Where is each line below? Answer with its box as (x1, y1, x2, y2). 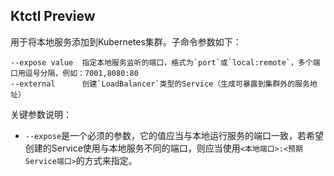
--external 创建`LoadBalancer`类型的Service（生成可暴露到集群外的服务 (10, 79, 310, 89)
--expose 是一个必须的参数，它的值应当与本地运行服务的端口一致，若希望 (24, 129, 325, 141)
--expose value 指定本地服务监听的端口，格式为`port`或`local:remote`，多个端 (10, 57, 321, 68)
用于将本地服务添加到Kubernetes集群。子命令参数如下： (10, 35, 242, 48)
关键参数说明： (10, 108, 72, 120)
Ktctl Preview (10, 8, 96, 25)
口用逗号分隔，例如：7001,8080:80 (10, 68, 139, 78)
